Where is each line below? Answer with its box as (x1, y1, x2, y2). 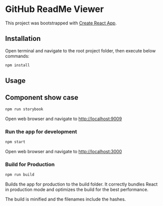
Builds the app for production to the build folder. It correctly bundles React (5, 181, 158, 188)
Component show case (5, 93, 79, 102)
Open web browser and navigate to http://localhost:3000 (5, 148, 122, 154)
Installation (5, 34, 41, 43)
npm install (5, 62, 30, 68)
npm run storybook (5, 106, 43, 112)
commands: (5, 53, 30, 59)
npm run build (5, 172, 35, 178)
